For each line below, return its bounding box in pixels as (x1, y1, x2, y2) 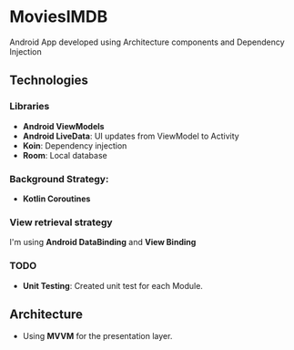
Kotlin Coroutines (22, 193, 91, 204)
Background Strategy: (9, 172, 109, 185)
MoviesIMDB (9, 6, 108, 27)
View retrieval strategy (9, 216, 113, 229)
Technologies (9, 73, 89, 88)
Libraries (9, 100, 50, 113)
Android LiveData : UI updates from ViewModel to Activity (22, 130, 239, 141)
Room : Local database (22, 149, 107, 160)
